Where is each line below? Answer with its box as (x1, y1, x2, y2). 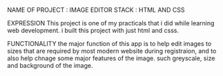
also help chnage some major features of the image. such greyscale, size (7, 54, 215, 62)
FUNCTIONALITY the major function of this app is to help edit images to (7, 40, 212, 47)
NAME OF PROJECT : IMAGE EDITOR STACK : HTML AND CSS (7, 6, 185, 14)
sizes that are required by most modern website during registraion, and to (7, 47, 217, 55)
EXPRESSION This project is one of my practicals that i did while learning (7, 19, 215, 27)
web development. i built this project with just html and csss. (7, 27, 180, 34)
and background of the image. (7, 62, 93, 69)
